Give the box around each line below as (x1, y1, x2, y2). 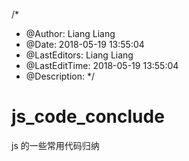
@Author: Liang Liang (25, 28, 116, 39)
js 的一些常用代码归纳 (11, 139, 100, 151)
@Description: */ (25, 70, 96, 82)
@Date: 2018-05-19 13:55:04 (25, 39, 145, 50)
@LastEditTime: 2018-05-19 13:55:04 (25, 60, 179, 71)
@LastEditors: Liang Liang (25, 49, 134, 61)
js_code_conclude (11, 105, 165, 128)
